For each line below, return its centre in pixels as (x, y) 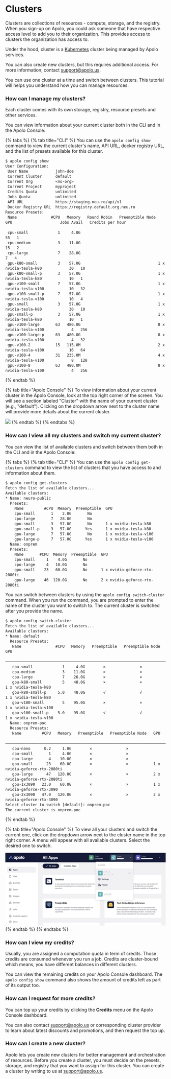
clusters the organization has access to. (47, 39)
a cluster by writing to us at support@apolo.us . (54, 1071)
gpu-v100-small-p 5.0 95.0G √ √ (77, 713)
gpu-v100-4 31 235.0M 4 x (86, 356)
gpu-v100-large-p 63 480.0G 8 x (86, 335)
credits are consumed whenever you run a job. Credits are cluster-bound (82, 959)
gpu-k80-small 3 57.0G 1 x (86, 264)
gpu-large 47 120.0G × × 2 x (86, 774)
